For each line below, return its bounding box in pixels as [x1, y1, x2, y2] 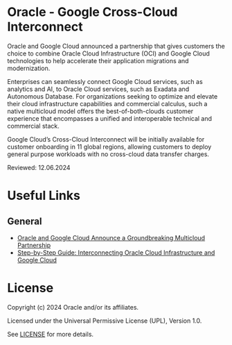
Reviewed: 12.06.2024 [7, 163, 71, 171]
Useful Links [7, 188, 81, 203]
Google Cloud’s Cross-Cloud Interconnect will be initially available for [7, 135, 205, 143]
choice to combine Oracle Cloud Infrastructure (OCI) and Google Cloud [7, 49, 210, 58]
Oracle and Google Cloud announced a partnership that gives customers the [7, 42, 225, 50]
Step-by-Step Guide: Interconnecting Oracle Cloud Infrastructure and [17, 248, 215, 257]
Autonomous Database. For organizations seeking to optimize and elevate [7, 92, 218, 101]
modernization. [7, 64, 51, 72]
